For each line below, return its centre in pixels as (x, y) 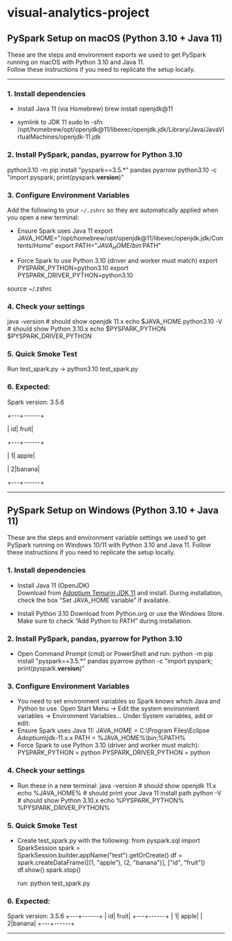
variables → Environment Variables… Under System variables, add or (115, 716)
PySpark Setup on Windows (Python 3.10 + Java (113, 510)
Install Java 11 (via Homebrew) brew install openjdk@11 (95, 109)
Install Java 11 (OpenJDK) (53, 585)
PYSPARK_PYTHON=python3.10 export (73, 268)
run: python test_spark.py (54, 883)
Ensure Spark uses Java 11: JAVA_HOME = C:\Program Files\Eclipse (113, 730)
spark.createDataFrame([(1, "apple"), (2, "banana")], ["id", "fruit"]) (111, 862)
